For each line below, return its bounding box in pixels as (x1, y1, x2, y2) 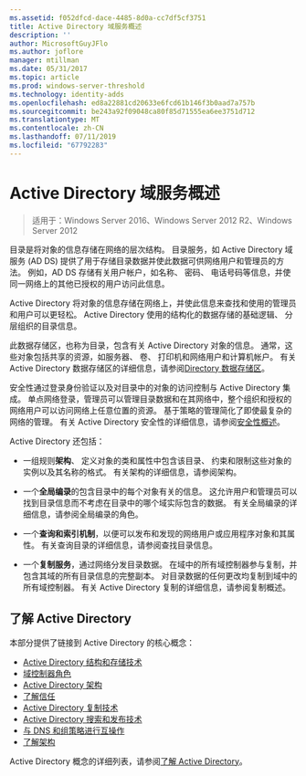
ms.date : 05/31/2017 (9, 65, 89, 74)
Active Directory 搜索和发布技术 (22, 713, 142, 724)
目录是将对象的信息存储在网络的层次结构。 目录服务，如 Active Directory (9, 244, 283, 255)
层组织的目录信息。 (9, 320, 82, 331)
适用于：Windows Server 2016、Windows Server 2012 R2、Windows (31, 215, 292, 225)
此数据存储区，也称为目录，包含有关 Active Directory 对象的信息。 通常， (9, 340, 286, 351)
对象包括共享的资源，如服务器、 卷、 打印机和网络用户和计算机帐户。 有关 (16, 351, 297, 362)
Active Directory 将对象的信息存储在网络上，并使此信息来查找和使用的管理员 (9, 298, 297, 309)
